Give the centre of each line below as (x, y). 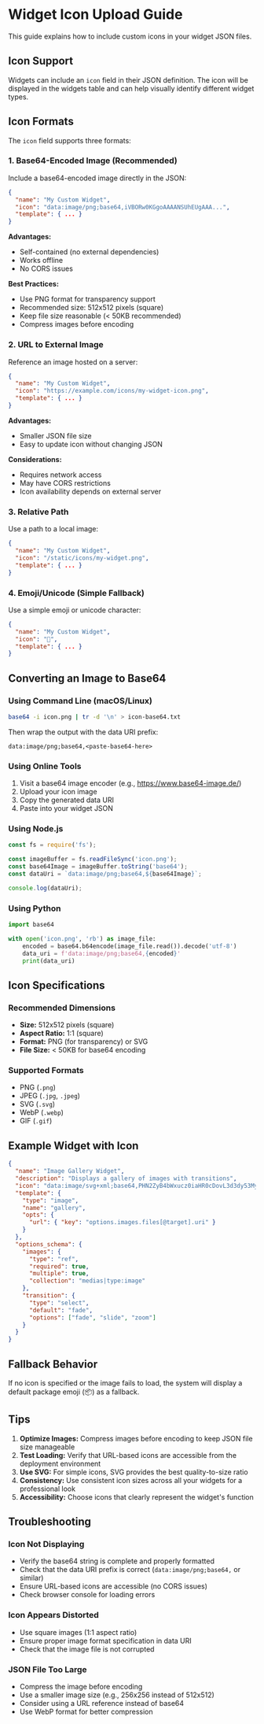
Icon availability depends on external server (90, 491)
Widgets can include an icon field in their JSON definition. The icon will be (128, 80)
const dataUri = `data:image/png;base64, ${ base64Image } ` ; (105, 874)
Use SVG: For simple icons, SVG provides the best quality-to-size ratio (134, 1472)
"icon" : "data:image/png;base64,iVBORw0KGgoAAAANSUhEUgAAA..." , (123, 207)
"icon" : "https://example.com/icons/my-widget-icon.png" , (112, 391)
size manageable (47, 1447)
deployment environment (60, 1463)
